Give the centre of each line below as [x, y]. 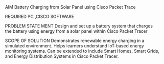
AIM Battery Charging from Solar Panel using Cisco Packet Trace [70, 7]
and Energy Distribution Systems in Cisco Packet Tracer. [62, 56]
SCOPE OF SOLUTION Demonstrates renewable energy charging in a [75, 41]
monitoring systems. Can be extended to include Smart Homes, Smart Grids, [82, 51]
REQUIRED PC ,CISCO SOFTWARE [40, 16]
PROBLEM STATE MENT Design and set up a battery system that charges [79, 26]
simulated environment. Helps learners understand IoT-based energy [75, 46]
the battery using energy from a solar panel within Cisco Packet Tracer [76, 31]
